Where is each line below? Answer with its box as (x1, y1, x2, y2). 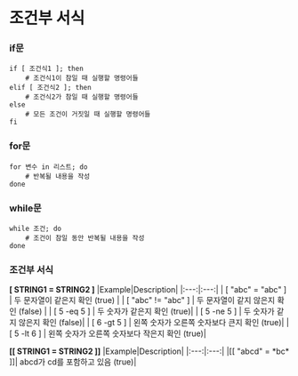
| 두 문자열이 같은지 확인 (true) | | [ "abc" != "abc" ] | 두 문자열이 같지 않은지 (9, 295, 276, 306)
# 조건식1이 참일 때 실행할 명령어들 (25, 74, 139, 83)
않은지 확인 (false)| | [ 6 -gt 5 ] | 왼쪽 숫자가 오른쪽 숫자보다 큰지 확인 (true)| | (18, 317, 289, 328)
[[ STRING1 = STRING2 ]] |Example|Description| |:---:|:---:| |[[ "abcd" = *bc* (9, 346, 290, 356)
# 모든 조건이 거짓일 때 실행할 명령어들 (25, 110, 151, 119)
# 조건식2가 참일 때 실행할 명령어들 (25, 92, 139, 102)
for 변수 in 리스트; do (9, 162, 88, 172)
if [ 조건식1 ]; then (9, 64, 85, 74)
